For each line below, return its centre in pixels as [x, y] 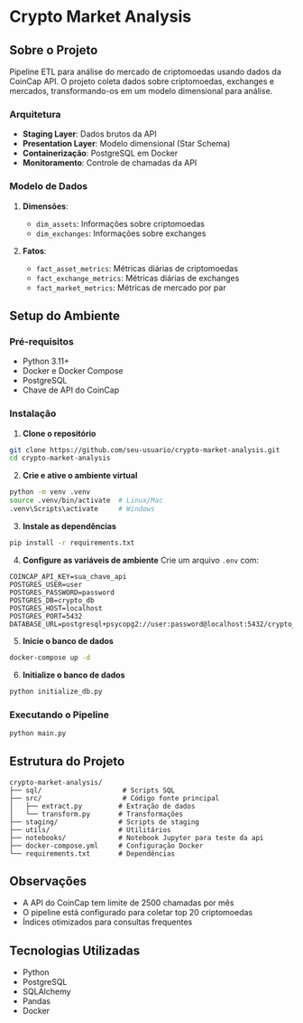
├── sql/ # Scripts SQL [92, 790]
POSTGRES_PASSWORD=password [62, 592]
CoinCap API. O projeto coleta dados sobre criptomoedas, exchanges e [142, 81]
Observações [48, 881]
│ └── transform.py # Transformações [96, 814]
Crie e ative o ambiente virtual [80, 476]
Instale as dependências [69, 526]
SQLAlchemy [46, 991]
